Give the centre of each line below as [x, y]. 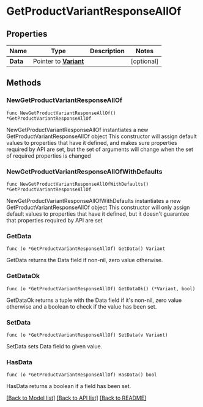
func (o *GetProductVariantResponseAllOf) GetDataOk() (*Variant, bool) [101, 288]
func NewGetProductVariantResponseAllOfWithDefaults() [78, 184]
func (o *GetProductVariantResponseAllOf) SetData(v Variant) [87, 335]
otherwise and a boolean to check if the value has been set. [82, 306]
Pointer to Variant [58, 61]
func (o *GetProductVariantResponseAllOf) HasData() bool [82, 375]
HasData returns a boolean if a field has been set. [69, 386]
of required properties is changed [49, 156]
